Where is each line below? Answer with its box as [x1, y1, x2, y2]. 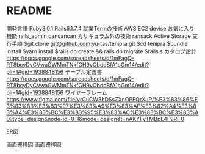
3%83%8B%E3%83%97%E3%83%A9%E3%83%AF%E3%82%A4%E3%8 [6, 102, 197, 109]
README [6, 4, 52, 18]
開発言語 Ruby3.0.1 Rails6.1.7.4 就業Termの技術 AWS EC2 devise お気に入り [6, 24, 195, 32]
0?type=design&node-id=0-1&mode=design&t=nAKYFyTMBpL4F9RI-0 [6, 115, 185, 122]
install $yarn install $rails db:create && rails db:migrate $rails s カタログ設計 [6, 47, 196, 55]
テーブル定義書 [65, 68, 103, 75]
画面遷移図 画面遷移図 [6, 141, 62, 148]
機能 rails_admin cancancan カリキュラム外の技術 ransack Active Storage [6, 32, 191, 40]
